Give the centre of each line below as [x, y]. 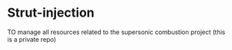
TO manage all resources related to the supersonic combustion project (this [116, 32]
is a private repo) [32, 39]
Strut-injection [51, 13]
